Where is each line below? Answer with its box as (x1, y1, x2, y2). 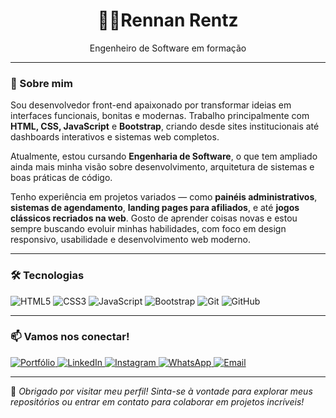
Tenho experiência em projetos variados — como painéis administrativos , (10, 191, 318, 203)
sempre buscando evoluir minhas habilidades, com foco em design (10, 223, 287, 235)
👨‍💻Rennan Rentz (97, 9, 239, 32)
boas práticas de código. (10, 172, 113, 184)
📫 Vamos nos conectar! (10, 330, 130, 344)
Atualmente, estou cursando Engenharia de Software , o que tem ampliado (10, 150, 318, 163)
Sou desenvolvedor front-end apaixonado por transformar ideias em (10, 99, 292, 111)
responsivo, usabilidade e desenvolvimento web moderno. (10, 234, 252, 246)
